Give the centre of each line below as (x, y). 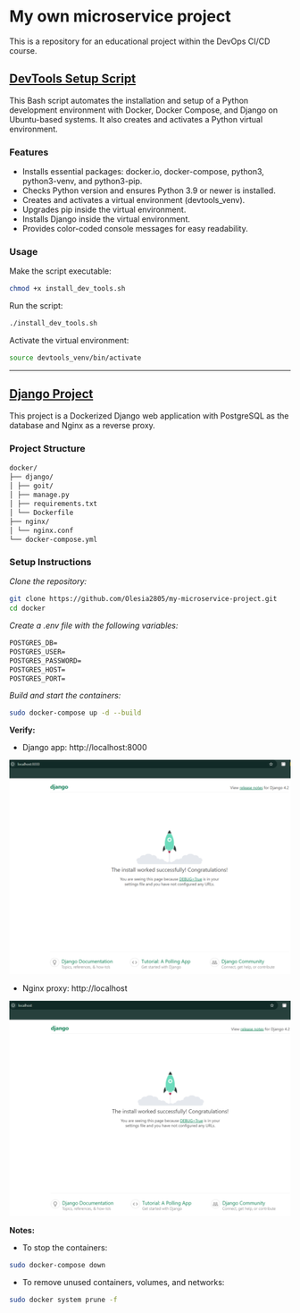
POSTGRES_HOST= (37, 670)
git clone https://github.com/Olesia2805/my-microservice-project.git (143, 599)
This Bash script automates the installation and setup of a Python (129, 100)
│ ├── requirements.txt (54, 504)
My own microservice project (120, 17)
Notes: (22, 1230)
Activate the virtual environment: (69, 341)
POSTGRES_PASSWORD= (46, 661)
